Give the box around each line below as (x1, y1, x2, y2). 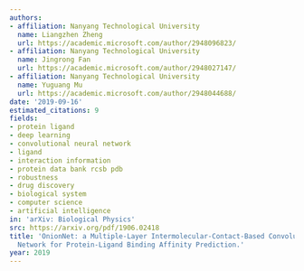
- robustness (9, 173, 59, 182)
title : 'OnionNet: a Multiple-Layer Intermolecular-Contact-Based (9, 231, 265, 240)
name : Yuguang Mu (17, 80, 83, 89)
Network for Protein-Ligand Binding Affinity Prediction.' (17, 240, 245, 249)
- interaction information (9, 155, 111, 165)
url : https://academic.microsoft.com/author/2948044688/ (17, 89, 237, 98)
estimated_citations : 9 (9, 106, 100, 115)
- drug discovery (9, 182, 75, 191)
